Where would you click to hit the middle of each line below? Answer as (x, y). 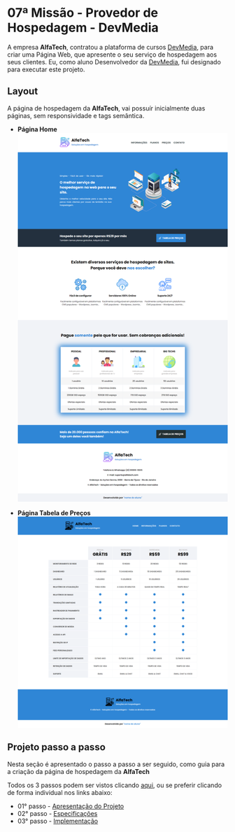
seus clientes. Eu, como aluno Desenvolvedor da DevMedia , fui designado (114, 62)
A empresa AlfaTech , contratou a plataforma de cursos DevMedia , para (111, 47)
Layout (23, 91)
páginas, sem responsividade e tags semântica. (76, 115)
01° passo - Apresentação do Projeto (71, 806)
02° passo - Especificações (57, 813)
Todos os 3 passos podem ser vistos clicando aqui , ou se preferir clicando (115, 785)
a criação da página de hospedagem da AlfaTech (79, 771)
